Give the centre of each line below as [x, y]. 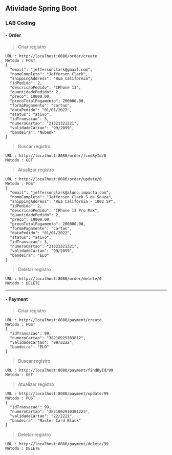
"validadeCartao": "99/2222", [42, 342]
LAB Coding [20, 23]
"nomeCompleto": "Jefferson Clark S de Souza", [62, 197]
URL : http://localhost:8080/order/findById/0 [56, 156]
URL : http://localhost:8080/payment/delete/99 [57, 444]
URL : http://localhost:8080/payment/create [53, 320]
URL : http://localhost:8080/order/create [51, 56]
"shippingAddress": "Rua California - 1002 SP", [63, 201]
